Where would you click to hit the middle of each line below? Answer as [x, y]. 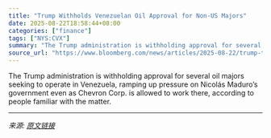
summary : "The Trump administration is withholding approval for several [135, 46]
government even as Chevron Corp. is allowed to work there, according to [131, 93]
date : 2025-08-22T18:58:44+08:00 [65, 23]
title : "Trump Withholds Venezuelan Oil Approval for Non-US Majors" [128, 16]
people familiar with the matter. [60, 101]
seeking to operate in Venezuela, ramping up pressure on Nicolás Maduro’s [133, 84]
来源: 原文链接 [31, 126]
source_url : [28, 53]
